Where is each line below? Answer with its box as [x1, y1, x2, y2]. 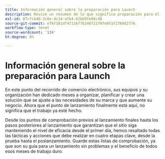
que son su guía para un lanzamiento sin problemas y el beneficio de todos [5, 143, 158, 149]
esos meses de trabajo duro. [5, 148, 63, 154]
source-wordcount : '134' [5, 30, 56, 35]
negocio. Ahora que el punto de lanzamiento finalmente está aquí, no [5, 102, 145, 108]
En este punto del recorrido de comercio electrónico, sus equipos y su [5, 86, 148, 92]
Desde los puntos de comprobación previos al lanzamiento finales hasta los [5, 117, 159, 123]
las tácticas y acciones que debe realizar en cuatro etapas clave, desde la [5, 132, 155, 138]
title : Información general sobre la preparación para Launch [5, 7, 135, 12]
